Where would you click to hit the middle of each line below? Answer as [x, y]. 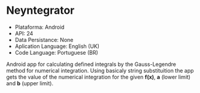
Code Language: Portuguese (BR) [57, 52]
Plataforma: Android [40, 27]
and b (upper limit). [30, 83]
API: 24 [24, 33]
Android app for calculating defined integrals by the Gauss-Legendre [91, 64]
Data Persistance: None [44, 40]
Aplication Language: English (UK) [57, 46]
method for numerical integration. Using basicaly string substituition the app [100, 70]
